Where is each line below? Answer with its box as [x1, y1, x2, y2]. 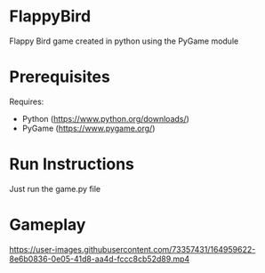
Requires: [9, 96, 44, 107]
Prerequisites [9, 67, 111, 87]
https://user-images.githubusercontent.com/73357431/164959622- [9, 244, 256, 254]
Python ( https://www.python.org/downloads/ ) [21, 113, 189, 124]
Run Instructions [9, 154, 135, 174]
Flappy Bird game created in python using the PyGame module [9, 36, 239, 46]
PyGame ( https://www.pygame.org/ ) [21, 123, 156, 133]
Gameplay [9, 215, 86, 235]
